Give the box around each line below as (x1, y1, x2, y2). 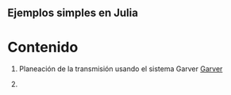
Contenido (7, 38, 79, 56)
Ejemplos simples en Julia (7, 6, 138, 20)
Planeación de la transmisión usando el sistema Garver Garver (18, 64, 223, 74)
